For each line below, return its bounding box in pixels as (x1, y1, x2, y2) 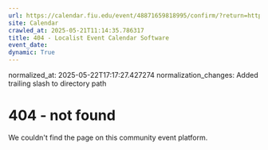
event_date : (8, 41, 48, 49)
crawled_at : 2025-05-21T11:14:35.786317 (8, 26, 145, 34)
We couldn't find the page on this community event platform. (8, 133, 208, 142)
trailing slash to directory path (8, 79, 107, 88)
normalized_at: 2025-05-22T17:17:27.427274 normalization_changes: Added (8, 71, 258, 79)
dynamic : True (8, 48, 56, 56)
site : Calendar (8, 19, 59, 27)
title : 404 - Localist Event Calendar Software (8, 33, 170, 42)
